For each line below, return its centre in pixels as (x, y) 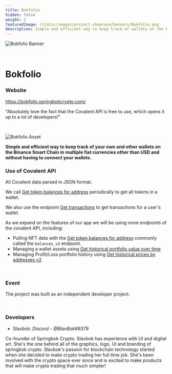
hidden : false (20, 15)
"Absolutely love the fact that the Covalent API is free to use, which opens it (85, 111)
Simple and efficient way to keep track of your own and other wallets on (83, 147)
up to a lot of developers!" (33, 117)
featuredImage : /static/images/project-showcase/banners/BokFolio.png (82, 24)
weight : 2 (16, 19)
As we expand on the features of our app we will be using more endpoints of (86, 222)
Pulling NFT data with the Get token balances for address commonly (85, 238)
